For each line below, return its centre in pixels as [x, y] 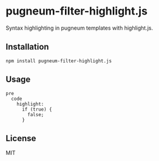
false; [36, 114]
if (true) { [37, 109]
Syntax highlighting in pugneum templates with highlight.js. [79, 28]
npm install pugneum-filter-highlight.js [59, 61]
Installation [27, 47]
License [21, 138]
